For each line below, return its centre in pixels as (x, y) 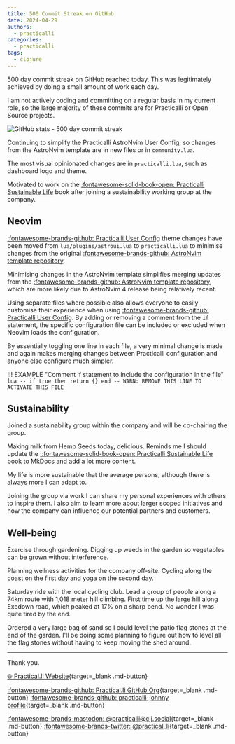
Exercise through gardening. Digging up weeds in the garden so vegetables (116, 550)
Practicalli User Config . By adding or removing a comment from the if (108, 317)
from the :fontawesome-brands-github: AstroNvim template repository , (109, 282)
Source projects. (31, 115)
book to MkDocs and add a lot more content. (72, 461)
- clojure (28, 60)
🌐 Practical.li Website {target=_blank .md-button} (78, 676)
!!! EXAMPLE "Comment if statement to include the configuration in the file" (115, 374)
